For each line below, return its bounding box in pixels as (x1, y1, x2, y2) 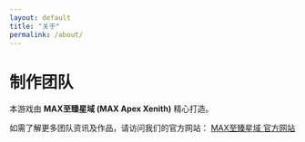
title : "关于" (9, 22, 61, 31)
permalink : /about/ (9, 30, 84, 39)
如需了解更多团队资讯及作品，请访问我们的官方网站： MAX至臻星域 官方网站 (9, 123, 296, 134)
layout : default (9, 13, 71, 23)
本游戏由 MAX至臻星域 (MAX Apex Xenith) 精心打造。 (9, 103, 214, 114)
